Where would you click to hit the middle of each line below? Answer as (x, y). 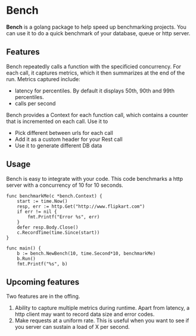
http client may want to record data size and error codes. (85, 315)
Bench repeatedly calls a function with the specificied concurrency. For (94, 66)
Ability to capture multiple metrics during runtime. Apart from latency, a (102, 308)
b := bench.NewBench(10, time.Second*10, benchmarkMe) (86, 253)
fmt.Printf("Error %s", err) (64, 217)
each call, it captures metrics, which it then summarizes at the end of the (96, 73)
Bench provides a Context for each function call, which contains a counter (97, 115)
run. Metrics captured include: (43, 79)
